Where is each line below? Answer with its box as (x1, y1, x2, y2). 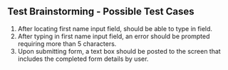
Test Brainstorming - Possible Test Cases (7, 6, 195, 18)
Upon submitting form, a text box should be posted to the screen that (17, 47, 221, 55)
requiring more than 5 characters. (17, 39, 117, 48)
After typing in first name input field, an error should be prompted (17, 32, 210, 40)
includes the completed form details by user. (17, 54, 149, 63)
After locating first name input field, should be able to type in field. (17, 24, 212, 33)
